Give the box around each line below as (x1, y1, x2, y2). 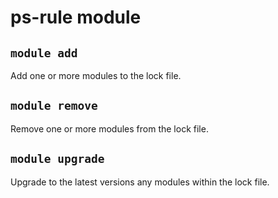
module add (10, 46, 78, 60)
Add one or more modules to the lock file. (10, 70, 182, 81)
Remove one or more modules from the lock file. (10, 122, 209, 135)
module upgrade (10, 152, 105, 166)
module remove (10, 99, 98, 113)
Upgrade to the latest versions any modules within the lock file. (10, 176, 270, 188)
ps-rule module (10, 6, 142, 29)
